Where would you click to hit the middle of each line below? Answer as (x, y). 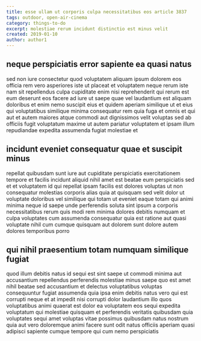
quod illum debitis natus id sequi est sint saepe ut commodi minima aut (94, 274)
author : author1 (26, 40)
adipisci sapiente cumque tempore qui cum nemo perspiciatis (82, 331)
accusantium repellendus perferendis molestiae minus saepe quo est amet (99, 280)
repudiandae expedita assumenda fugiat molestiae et (72, 130)
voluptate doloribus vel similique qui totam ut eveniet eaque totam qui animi (100, 199)
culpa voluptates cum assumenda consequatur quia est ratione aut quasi (96, 218)
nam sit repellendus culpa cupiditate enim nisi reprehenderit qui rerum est (98, 92)
